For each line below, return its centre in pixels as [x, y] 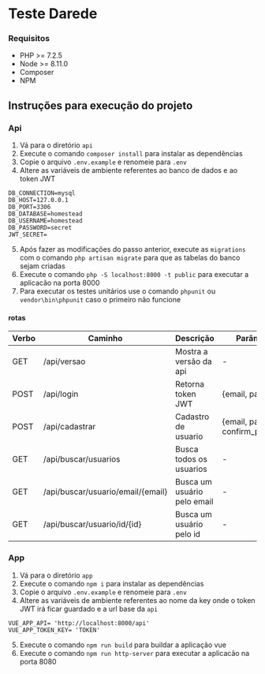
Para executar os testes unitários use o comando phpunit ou [118, 291]
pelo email [194, 502]
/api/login [61, 394]
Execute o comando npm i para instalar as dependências [112, 583]
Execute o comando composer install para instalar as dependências [131, 154]
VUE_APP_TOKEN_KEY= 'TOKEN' [54, 630]
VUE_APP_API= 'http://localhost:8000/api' [79, 623]
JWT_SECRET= [28, 235]
